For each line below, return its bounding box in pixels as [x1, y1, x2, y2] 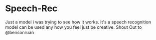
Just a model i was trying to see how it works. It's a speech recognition [5, 19, 151, 25]
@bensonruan [5, 29, 34, 35]
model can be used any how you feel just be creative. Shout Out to [5, 24, 142, 30]
